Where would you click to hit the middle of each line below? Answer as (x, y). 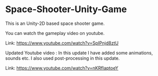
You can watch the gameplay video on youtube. (55, 33)
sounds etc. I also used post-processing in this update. (63, 58)
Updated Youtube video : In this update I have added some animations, (79, 53)
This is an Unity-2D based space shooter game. (55, 23)
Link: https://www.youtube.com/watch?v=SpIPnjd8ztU (62, 43)
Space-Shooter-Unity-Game (66, 9)
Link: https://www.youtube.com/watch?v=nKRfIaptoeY (62, 68)
